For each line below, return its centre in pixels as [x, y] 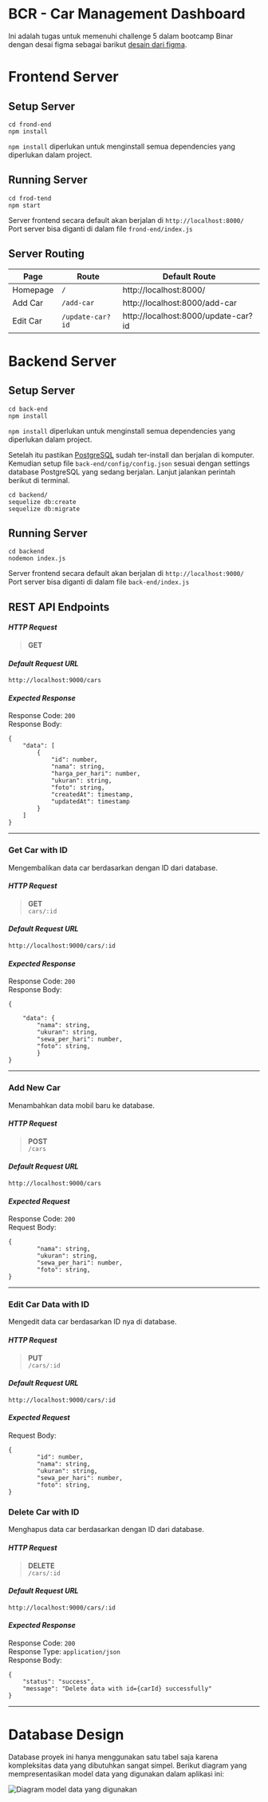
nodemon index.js [37, 559]
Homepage [33, 290]
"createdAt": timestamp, [92, 795]
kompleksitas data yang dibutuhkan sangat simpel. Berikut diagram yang [128, 1765]
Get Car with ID [38, 850]
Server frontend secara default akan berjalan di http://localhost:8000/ [126, 220]
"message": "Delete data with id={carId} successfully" [118, 1689]
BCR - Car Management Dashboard [127, 14]
